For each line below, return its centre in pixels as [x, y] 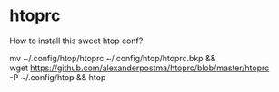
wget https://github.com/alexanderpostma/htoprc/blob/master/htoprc [139, 68]
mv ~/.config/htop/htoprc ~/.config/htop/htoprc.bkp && [113, 58]
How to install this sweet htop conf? [76, 41]
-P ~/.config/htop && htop [58, 77]
